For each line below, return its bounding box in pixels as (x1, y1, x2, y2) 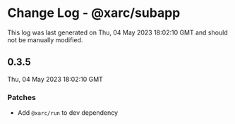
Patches (7, 92, 37, 102)
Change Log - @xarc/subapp (7, 5, 181, 21)
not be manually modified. (7, 35, 83, 44)
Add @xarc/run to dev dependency (17, 108, 119, 117)
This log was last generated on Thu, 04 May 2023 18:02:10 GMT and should (7, 28, 228, 37)
